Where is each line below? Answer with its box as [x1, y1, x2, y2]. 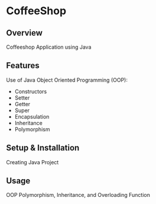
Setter [14, 94, 30, 101]
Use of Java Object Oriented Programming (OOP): [6, 76, 128, 84]
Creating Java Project [6, 158, 59, 165]
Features [6, 60, 40, 71]
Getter [14, 100, 31, 107]
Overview [6, 28, 43, 38]
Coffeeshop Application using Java [6, 43, 92, 50]
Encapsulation [14, 113, 50, 120]
